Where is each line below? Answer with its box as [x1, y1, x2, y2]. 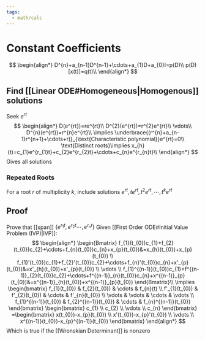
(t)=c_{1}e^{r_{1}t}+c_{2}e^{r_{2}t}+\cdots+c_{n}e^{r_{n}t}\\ [7, 148, 158, 155]
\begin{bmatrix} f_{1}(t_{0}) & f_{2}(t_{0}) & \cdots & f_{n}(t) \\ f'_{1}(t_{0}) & [7, 285, 198, 292]
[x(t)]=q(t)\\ [68, 68, 97, 75]
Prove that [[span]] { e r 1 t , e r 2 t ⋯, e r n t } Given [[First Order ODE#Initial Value [6, 222, 188, 231]
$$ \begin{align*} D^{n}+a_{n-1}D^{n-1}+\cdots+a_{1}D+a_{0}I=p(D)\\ [9, 61, 185, 69]
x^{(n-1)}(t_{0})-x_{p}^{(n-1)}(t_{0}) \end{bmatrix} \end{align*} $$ [20, 317, 186, 325]
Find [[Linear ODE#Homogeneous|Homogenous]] [6, 85, 199, 96]
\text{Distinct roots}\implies [61, 142, 130, 149]
